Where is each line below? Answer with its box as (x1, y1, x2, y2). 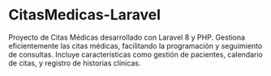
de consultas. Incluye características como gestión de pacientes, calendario (8, 49, 264, 59)
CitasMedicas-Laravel (8, 6, 161, 24)
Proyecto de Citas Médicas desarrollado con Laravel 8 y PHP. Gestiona (8, 32, 246, 42)
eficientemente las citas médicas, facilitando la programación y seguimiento (8, 40, 263, 50)
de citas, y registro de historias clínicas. (8, 58, 141, 68)
